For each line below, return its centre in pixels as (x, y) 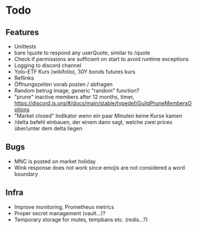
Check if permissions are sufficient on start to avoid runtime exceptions (101, 59)
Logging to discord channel (47, 65)
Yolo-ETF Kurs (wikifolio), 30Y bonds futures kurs (75, 71)
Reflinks (24, 78)
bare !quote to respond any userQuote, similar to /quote (82, 53)
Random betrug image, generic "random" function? (77, 90)
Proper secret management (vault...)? (60, 213)
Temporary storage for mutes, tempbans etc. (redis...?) (81, 220)
